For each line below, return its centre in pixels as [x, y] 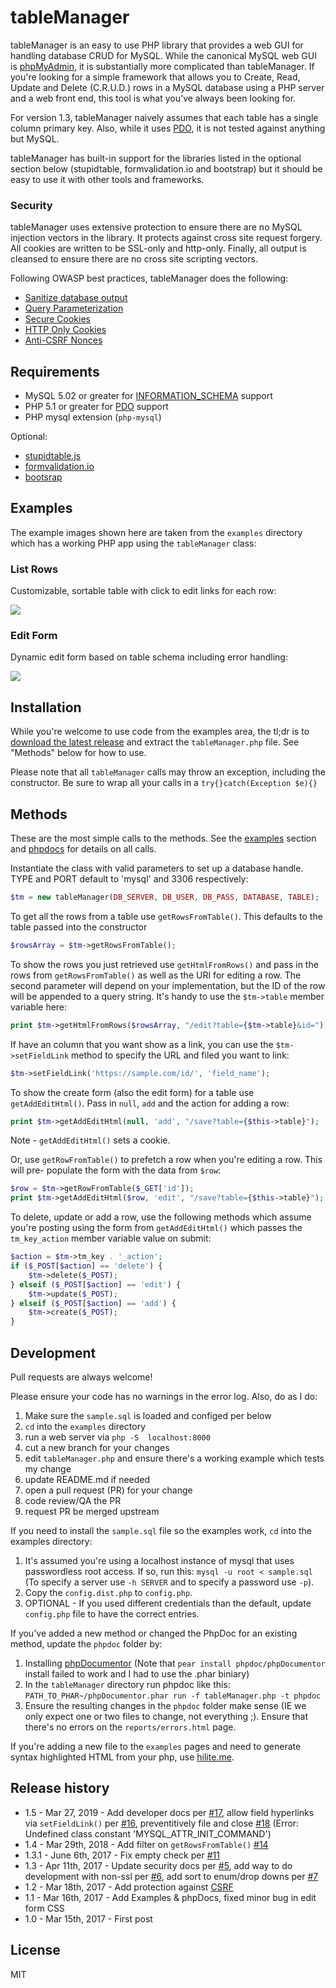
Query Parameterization [74, 308]
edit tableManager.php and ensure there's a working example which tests [174, 1458]
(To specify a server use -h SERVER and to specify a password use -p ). [169, 1582]
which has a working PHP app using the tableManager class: [133, 543]
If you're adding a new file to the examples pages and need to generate [156, 1747]
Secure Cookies [57, 319]
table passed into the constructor [79, 927]
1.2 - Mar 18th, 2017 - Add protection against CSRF [129, 1887]
